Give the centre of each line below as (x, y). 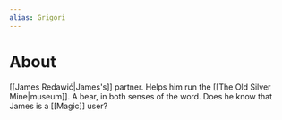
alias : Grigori (38, 17)
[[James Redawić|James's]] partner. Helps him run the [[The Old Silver (140, 87)
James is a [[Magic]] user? (59, 106)
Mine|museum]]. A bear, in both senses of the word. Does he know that (141, 96)
